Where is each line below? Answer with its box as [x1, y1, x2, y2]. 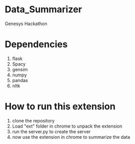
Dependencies [5, 38, 68, 50]
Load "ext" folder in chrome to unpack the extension [12, 123, 123, 129]
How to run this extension [5, 101, 116, 112]
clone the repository [12, 117, 55, 124]
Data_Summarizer [5, 4, 83, 15]
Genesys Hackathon [5, 20, 47, 27]
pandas [12, 77, 29, 83]
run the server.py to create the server [12, 128, 91, 134]
